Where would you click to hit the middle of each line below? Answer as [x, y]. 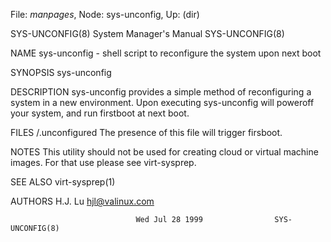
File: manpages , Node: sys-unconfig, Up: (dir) [105, 14]
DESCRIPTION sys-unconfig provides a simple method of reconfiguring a [161, 92]
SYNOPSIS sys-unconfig [61, 72]
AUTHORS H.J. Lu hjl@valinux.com [82, 201]
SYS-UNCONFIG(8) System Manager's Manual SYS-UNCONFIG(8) [147, 33]
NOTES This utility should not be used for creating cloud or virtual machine [164, 152]
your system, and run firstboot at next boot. [100, 113]
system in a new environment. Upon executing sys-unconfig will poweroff [162, 102]
